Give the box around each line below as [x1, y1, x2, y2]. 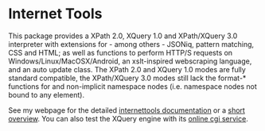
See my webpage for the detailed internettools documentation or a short [8, 105, 245, 115]
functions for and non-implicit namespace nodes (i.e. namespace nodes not [8, 81, 257, 91]
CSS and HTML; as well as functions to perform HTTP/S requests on [8, 48, 233, 57]
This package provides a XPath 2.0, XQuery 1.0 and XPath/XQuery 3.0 [8, 31, 238, 40]
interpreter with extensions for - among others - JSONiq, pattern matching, [8, 39, 255, 48]
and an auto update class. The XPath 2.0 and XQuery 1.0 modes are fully [8, 64, 247, 74]
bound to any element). [8, 90, 85, 99]
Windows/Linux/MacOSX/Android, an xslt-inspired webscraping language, [8, 56, 252, 66]
